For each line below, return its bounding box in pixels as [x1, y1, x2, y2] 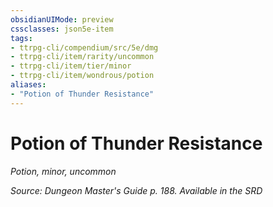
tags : [10, 33, 33, 43]
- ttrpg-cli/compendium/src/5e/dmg [10, 42, 159, 53]
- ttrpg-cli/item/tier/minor [10, 61, 132, 71]
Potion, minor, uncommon [10, 165, 117, 177]
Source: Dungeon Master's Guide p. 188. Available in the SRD [10, 184, 263, 196]
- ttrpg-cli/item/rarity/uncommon [10, 52, 155, 62]
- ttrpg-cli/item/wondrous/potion [10, 71, 155, 81]
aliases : [10, 80, 47, 90]
